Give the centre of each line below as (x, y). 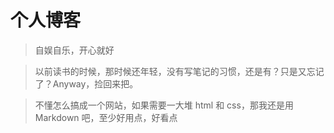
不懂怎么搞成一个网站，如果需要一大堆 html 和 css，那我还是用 (164, 105)
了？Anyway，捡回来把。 (86, 83)
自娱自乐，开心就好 (74, 50)
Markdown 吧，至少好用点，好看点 (106, 117)
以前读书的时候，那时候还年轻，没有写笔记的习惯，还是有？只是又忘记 (179, 71)
